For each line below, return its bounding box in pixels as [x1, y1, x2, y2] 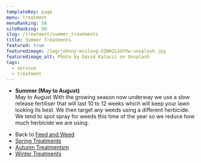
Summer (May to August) [14, 87, 80, 94]
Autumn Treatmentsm [14, 144, 69, 151]
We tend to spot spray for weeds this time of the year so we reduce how [14, 113, 195, 120]
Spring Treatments [14, 137, 62, 145]
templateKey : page [6, 8, 53, 15]
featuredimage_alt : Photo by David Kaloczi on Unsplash [6, 54, 150, 60]
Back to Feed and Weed [14, 131, 75, 138]
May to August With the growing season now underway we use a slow [14, 94, 190, 101]
